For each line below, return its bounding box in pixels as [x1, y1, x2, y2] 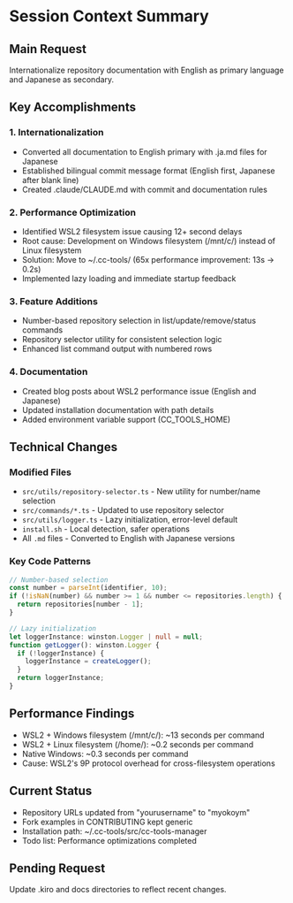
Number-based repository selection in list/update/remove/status [21, 316, 257, 326]
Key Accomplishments [9, 100, 137, 115]
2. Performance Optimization [9, 206, 137, 218]
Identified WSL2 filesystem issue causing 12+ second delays [21, 226, 243, 236]
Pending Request [9, 861, 106, 876]
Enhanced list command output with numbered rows [21, 343, 213, 355]
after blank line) [21, 174, 79, 185]
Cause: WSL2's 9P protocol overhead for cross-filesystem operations [21, 758, 275, 769]
